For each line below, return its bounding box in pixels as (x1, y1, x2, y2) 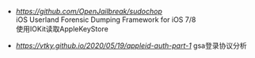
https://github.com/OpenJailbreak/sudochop (15, 7, 162, 16)
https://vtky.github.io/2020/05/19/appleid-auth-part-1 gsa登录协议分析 (15, 41, 247, 50)
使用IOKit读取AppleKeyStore (15, 24, 108, 34)
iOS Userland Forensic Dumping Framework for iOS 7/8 (15, 15, 196, 24)
